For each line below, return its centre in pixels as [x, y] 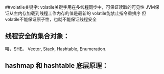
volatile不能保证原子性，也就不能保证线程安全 [51, 19]
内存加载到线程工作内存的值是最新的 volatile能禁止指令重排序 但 [82, 13]
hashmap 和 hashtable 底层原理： [57, 65]
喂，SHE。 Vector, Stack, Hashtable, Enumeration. [56, 49]
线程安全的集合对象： [37, 36]
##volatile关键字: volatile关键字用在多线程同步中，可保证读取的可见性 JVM [80, 7]
